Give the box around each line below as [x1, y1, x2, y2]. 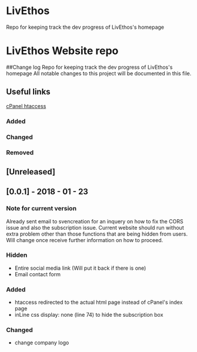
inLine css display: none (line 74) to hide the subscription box [14, 311, 163, 319]
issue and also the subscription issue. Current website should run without [6, 224, 184, 231]
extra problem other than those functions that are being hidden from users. [6, 230, 188, 237]
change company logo [14, 339, 69, 346]
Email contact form [14, 270, 61, 277]
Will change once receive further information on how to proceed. [6, 236, 163, 243]
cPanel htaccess [6, 102, 46, 109]
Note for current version [6, 205, 77, 213]
